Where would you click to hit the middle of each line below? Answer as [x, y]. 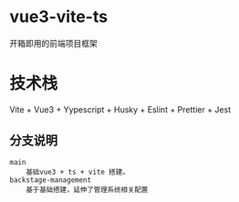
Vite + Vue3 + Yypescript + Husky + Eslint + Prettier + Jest [120, 109]
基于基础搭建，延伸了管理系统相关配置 [87, 189]
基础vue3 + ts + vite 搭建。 [78, 172]
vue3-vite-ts [58, 17]
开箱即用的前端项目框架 [53, 43]
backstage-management [51, 180]
